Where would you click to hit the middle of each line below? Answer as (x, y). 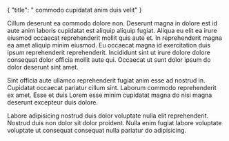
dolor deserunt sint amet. (43, 67)
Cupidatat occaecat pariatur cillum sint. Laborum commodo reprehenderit (112, 88)
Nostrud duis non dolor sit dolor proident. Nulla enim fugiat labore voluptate (114, 123)
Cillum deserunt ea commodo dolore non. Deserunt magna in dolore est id (112, 23)
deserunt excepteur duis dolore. (53, 102)
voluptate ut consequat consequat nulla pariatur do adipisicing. (97, 130)
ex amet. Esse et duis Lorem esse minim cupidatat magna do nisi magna (110, 95)
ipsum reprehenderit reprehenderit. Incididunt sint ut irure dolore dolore (109, 52)
